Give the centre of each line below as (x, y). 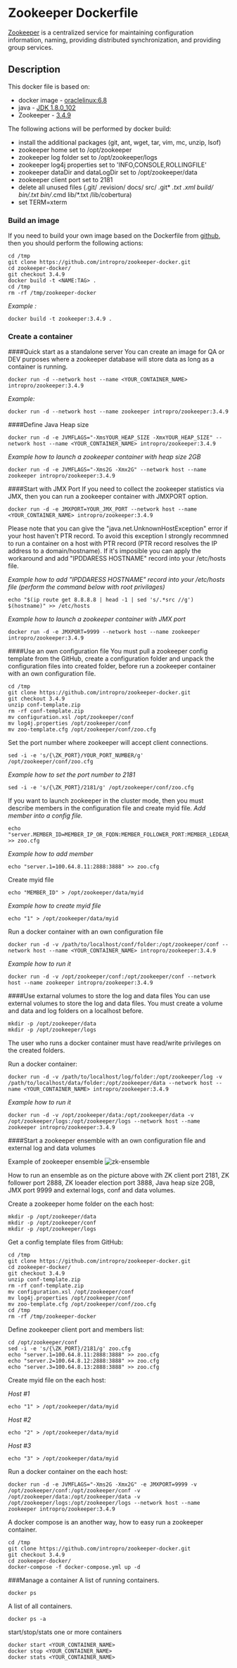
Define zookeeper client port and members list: (76, 1330)
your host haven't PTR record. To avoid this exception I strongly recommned (118, 536)
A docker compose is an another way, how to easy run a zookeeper (105, 1522)
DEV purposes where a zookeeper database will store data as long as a (111, 359)
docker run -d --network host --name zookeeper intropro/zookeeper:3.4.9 (118, 412)
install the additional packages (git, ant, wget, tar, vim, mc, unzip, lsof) (120, 142)
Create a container (40, 336)
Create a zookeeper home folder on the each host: (81, 1204)
